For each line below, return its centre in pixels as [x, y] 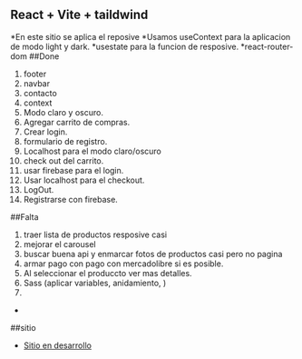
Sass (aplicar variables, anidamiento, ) [95, 283]
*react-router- [267, 46]
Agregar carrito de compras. [77, 122]
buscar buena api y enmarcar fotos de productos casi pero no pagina [153, 254]
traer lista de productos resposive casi [95, 234]
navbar [37, 83]
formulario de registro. [65, 141]
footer [35, 74]
